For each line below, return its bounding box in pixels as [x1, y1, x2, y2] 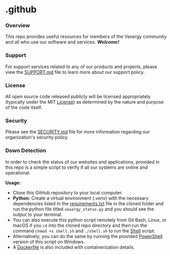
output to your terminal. [12, 211, 62, 218]
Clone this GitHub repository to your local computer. [12, 189, 123, 195]
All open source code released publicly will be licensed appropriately [5, 93, 151, 100]
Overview [5, 22, 30, 29]
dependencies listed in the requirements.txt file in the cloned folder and [12, 200, 164, 206]
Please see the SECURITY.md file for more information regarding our [5, 129, 150, 135]
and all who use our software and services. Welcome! [5, 39, 119, 45]
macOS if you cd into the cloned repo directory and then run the [12, 222, 147, 228]
